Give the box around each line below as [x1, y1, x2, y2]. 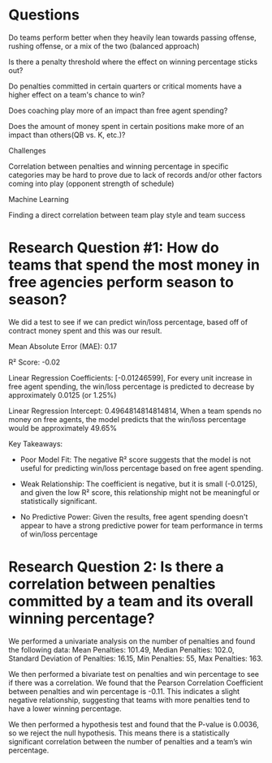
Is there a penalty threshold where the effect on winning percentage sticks [8, 57, 258, 67]
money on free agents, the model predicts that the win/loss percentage [8, 414, 246, 424]
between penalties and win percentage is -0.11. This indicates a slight [8, 686, 240, 696]
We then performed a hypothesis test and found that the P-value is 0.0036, [8, 719, 260, 729]
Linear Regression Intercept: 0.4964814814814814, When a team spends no [8, 406, 262, 416]
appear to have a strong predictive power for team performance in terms [19, 520, 264, 530]
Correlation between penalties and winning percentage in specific [8, 161, 229, 171]
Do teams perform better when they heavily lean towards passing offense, [8, 32, 257, 42]
